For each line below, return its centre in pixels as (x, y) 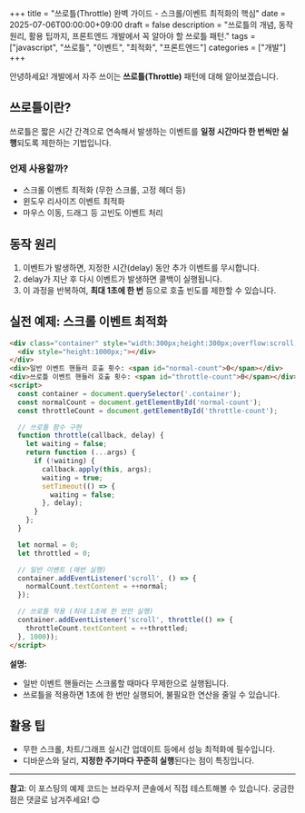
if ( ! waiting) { (64, 461)
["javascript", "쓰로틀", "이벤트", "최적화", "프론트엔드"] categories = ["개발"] (148, 47)
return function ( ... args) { (81, 452)
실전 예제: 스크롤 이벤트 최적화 (89, 322)
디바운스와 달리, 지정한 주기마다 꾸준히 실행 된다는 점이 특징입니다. (138, 760)
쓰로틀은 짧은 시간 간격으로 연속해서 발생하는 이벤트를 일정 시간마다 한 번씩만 (144, 131)
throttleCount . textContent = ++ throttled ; (107, 628)
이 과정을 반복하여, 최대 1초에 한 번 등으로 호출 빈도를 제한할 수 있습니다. (149, 290)
